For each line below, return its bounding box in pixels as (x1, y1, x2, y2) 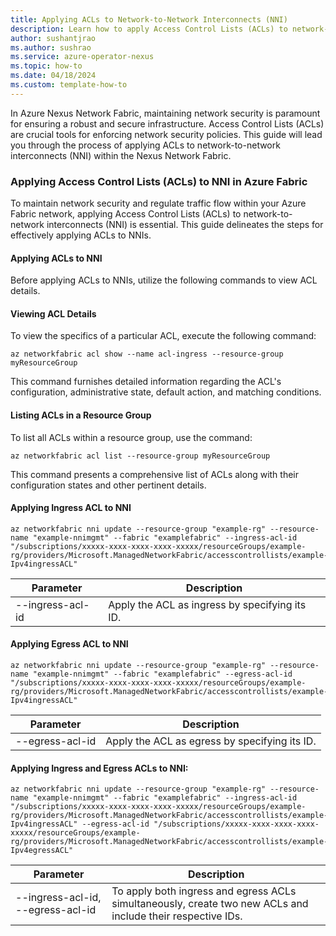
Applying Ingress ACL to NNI (10, 502, 132, 514)
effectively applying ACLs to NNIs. (10, 229, 152, 241)
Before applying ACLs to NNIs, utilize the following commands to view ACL (10, 274, 318, 286)
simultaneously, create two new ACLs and (111, 897, 309, 911)
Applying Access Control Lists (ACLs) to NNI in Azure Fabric (10, 174, 308, 188)
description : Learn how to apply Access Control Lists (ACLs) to (10, 24, 288, 34)
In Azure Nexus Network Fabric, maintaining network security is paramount (10, 107, 321, 119)
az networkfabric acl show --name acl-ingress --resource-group (10, 349, 284, 360)
